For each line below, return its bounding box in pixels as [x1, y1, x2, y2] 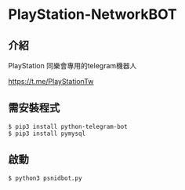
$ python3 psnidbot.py [8, 174, 82, 182]
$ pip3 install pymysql [8, 130, 86, 137]
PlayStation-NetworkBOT [8, 5, 178, 24]
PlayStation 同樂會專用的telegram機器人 [8, 61, 137, 70]
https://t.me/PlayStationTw [8, 77, 94, 86]
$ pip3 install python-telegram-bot [8, 122, 128, 130]
